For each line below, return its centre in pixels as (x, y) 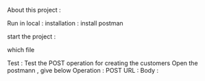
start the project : (32, 36)
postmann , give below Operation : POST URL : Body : (83, 70)
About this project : (34, 10)
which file (21, 50)
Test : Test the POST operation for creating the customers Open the (102, 63)
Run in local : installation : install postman (65, 23)
